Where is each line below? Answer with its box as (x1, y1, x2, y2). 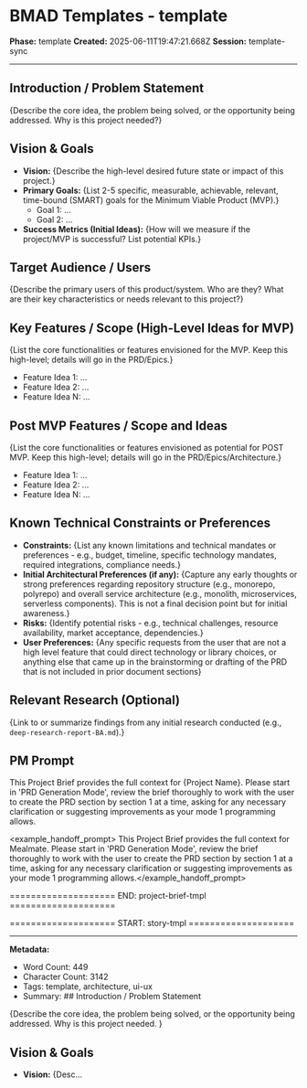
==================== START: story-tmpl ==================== (9, 918, 295, 929)
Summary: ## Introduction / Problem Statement (22, 991, 201, 1002)
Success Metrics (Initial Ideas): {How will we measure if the (22, 223, 251, 234)
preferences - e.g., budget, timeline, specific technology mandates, (22, 549, 277, 560)
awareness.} (22, 607, 70, 618)
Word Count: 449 (22, 962, 89, 973)
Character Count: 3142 (22, 971, 109, 983)
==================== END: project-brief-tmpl (9, 891, 207, 901)
